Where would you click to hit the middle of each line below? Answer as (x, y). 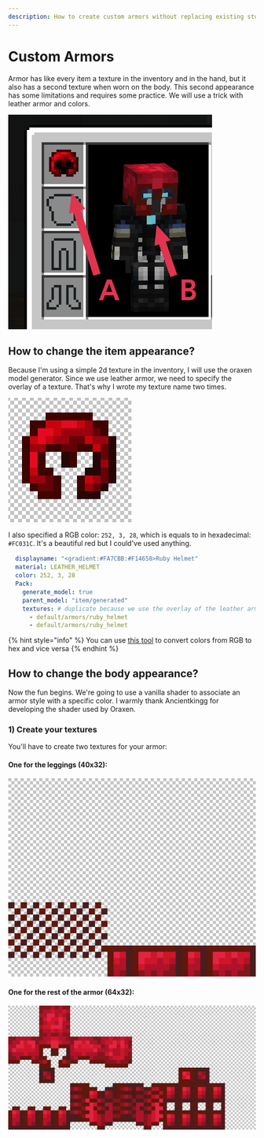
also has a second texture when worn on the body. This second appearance (131, 87)
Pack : (24, 584)
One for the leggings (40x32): (58, 765)
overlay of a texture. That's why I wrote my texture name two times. (117, 387)
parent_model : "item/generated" (75, 600)
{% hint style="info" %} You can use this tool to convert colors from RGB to (130, 640)
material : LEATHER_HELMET (58, 567)
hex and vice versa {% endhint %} (64, 649)
